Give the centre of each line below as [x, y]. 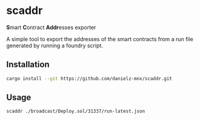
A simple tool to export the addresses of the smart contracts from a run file [100, 39]
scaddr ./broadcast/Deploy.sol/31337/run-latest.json [76, 112]
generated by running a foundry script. [55, 45]
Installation [28, 65]
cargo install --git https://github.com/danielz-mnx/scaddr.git [89, 78]
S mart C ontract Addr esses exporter [51, 27]
